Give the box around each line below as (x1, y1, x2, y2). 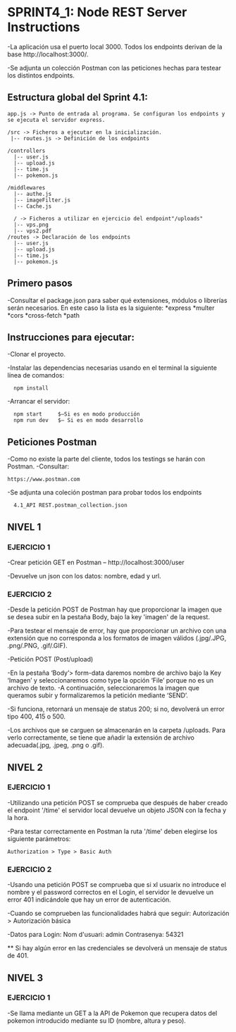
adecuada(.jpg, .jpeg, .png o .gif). (7, 741, 104, 750)
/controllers (7, 147, 46, 154)
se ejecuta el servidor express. (7, 116, 106, 123)
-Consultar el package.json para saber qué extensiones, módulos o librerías (7, 296, 228, 304)
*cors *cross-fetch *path (7, 311, 80, 319)
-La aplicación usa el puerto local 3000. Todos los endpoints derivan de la (7, 42, 223, 51)
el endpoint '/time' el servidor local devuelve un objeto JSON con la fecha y (7, 806, 227, 814)
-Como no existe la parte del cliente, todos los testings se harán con (7, 455, 206, 464)
